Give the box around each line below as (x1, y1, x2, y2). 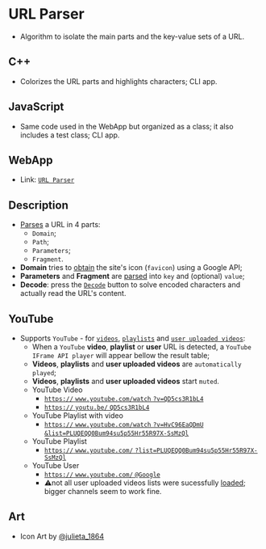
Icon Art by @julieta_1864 (19, 531, 105, 541)
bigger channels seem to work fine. (44, 487, 162, 496)
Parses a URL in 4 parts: (19, 220, 101, 230)
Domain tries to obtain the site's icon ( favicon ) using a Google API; (19, 263, 243, 272)
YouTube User (31, 461, 80, 470)
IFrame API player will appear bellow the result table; (31, 351, 210, 360)
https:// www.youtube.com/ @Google (44, 471, 161, 479)
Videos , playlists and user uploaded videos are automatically (31, 359, 242, 369)
